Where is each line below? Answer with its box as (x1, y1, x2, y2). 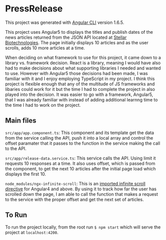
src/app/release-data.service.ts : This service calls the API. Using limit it (5, 155, 156, 161)
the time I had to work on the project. (5, 102, 81, 108)
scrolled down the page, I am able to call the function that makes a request (5, 191, 158, 197)
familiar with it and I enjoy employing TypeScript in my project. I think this (5, 76, 155, 81)
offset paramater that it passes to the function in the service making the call (5, 140, 161, 146)
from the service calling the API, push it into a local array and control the (5, 135, 153, 141)
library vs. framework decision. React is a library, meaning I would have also (5, 60, 161, 66)
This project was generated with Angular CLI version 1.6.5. (5, 19, 124, 25)
